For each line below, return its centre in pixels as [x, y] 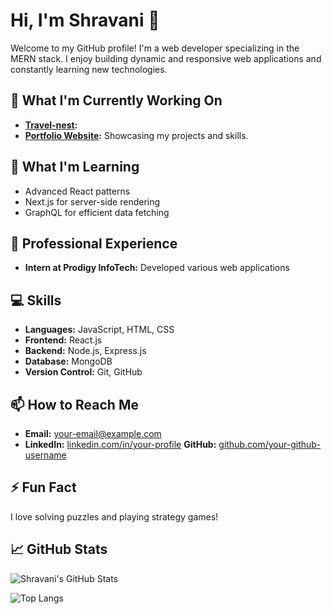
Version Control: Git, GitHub [83, 372]
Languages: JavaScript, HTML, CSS [99, 330]
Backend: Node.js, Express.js [85, 351]
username [45, 455]
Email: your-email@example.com [93, 433]
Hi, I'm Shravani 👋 [85, 20]
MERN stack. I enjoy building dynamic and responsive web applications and [166, 58]
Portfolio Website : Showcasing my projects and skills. [136, 135]
